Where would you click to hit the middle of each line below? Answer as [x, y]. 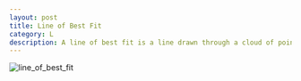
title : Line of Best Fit [56, 26]
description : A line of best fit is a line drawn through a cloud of [142, 42]
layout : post [34, 17]
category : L [31, 34]
